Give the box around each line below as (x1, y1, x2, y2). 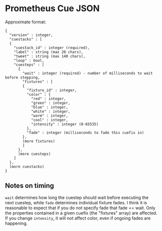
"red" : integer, (31, 96, 66, 101)
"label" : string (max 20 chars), (14, 49, 83, 54)
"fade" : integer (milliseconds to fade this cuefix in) (26, 130, 145, 135)
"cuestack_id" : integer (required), (14, 45, 90, 50)
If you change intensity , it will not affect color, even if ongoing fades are (5, 215, 151, 221)
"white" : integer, (31, 109, 70, 114)
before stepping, (5, 75, 40, 80)
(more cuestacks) (9, 164, 45, 169)
